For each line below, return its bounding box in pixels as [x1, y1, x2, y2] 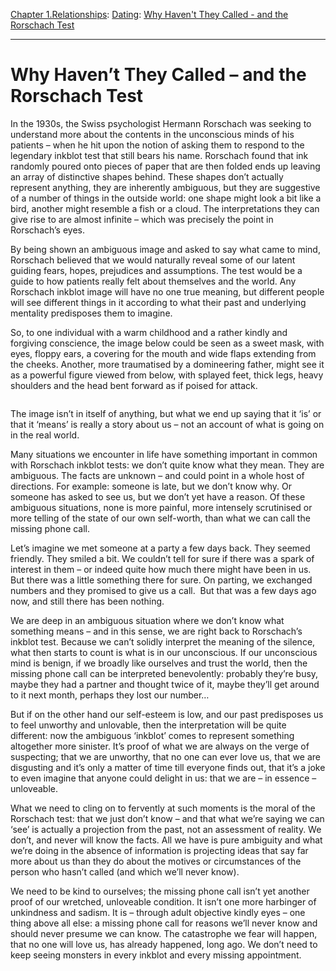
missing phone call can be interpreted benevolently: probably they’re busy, [10, 667, 319, 679]
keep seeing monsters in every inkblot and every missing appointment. [10, 949, 302, 961]
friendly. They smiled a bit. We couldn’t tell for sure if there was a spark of [10, 552, 315, 564]
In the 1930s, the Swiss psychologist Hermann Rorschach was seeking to [10, 117, 312, 129]
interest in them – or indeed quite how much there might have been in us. [10, 563, 312, 575]
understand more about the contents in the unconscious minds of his [10, 128, 295, 140]
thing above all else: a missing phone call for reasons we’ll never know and [10, 917, 318, 929]
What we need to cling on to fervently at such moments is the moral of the [10, 802, 316, 814]
